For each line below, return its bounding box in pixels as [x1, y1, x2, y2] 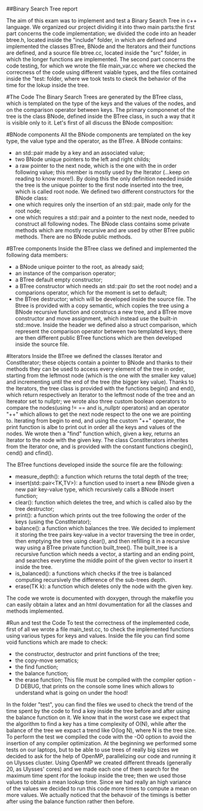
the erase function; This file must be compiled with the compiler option [15, 676, 192, 683]
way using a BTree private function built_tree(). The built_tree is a [15, 544, 178, 551]
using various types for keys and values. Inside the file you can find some [6, 632, 190, 639]
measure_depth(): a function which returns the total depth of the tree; [15, 473, 189, 480]
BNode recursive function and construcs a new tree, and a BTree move [15, 308, 193, 316]
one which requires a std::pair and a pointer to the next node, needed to [15, 214, 195, 221]
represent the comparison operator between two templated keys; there [15, 328, 193, 335]
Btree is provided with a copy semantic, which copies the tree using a [15, 302, 189, 309]
